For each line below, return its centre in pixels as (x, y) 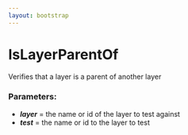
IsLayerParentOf (63, 54)
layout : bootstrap (38, 15)
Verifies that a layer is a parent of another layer (85, 77)
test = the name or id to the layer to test (85, 122)
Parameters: (33, 97)
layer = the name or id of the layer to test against (100, 114)
